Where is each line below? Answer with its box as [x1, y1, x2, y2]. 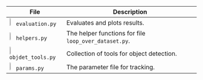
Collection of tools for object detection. [66, 49, 177, 58]
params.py [16, 65, 44, 72]
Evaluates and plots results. [66, 19, 144, 26]
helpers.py [16, 35, 47, 42]
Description [112, 8, 147, 16]
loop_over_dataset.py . [66, 37, 130, 45]
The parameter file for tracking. [66, 63, 155, 71]
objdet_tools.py [9, 54, 56, 61]
